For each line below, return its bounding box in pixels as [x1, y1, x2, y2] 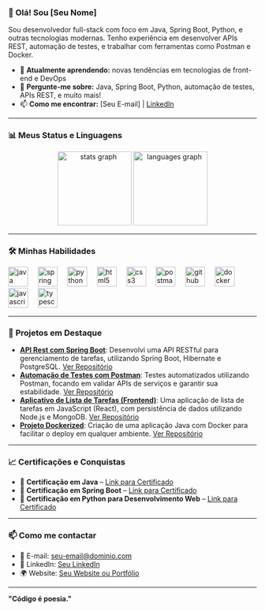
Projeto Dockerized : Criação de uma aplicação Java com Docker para [19, 421, 248, 430]
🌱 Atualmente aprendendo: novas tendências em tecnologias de [19, 65, 231, 75]
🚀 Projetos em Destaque [8, 327, 103, 338]
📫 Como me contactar [8, 530, 97, 541]
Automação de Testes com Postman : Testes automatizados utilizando [19, 371, 250, 380]
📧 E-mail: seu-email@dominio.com [19, 551, 132, 561]
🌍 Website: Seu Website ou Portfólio [19, 568, 140, 578]
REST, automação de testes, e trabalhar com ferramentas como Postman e [8, 42, 251, 51]
